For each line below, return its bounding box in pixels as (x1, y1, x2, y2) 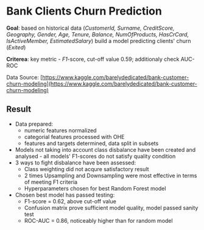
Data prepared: (15, 120, 54, 127)
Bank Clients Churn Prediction (6, 4, 163, 18)
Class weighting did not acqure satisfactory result (24, 165, 149, 172)
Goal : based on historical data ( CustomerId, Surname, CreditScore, (6, 24, 175, 32)
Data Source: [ (6, 73, 43, 81)
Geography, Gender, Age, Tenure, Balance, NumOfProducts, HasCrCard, (6, 30, 189, 38)
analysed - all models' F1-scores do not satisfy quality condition (15, 152, 176, 160)
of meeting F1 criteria (24, 178, 78, 186)
